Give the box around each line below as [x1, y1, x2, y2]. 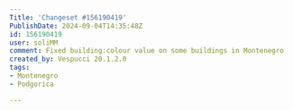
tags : [9, 63, 30, 72]
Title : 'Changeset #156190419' [9, 13, 127, 22]
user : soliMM [9, 38, 59, 47]
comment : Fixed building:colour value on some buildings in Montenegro [9, 47, 284, 55]
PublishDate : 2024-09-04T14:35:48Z [9, 21, 143, 30]
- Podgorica [9, 80, 54, 89]
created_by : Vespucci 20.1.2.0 [9, 55, 127, 63]
